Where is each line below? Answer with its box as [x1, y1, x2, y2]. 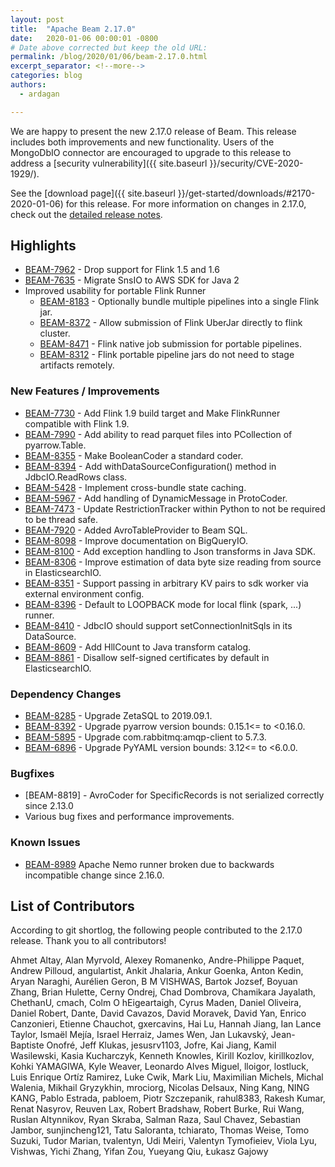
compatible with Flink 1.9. [24, 417, 130, 430]
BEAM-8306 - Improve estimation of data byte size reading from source [24, 556, 322, 568]
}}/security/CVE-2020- [209, 157, 304, 169]
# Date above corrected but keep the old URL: [10, 42, 208, 53]
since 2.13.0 [24, 800, 74, 812]
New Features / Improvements [10, 384, 160, 398]
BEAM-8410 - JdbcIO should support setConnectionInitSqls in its [24, 619, 293, 631]
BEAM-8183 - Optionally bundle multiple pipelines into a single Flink [39, 296, 320, 308]
